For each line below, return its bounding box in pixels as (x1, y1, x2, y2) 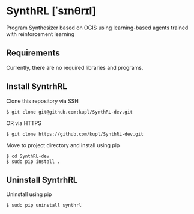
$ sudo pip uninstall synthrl (6, 203, 82, 209)
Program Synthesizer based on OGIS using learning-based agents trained (6, 24, 189, 31)
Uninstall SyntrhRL (6, 174, 78, 185)
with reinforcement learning (6, 30, 75, 37)
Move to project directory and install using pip (6, 141, 120, 148)
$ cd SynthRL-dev (6, 153, 50, 159)
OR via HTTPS (6, 119, 42, 127)
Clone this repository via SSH (6, 97, 79, 105)
